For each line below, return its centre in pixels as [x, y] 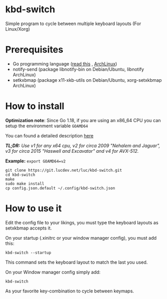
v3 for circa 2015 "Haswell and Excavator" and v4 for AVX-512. [72, 151]
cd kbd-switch [20, 175]
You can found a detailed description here [49, 135]
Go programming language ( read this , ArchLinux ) [65, 64]
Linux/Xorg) [18, 29]
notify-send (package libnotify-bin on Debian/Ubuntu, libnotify [78, 69]
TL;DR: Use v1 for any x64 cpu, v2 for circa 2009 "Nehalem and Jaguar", [83, 145]
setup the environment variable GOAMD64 [47, 126]
